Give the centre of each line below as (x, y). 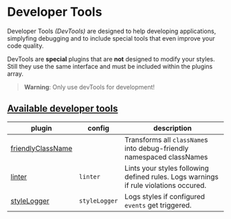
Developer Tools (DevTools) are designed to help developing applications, (112, 31)
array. (15, 74)
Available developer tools (63, 108)
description (173, 128)
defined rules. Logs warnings (172, 176)
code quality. (25, 45)
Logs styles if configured (165, 196)
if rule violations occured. (166, 185)
